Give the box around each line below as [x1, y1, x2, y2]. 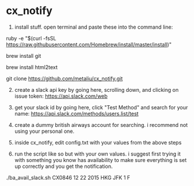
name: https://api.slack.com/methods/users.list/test [14, 110, 139, 117]
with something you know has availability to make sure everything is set [14, 156, 187, 163]
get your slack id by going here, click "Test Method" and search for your [14, 104, 188, 111]
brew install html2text [6, 63, 58, 71]
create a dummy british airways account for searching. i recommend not [14, 121, 188, 128]
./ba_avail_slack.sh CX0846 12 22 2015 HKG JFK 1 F [6, 174, 130, 181]
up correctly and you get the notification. [14, 163, 113, 170]
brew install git [6, 52, 41, 59]
